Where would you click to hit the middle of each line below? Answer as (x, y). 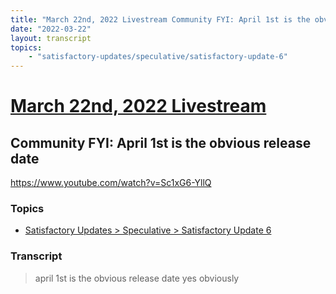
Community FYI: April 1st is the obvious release (161, 142)
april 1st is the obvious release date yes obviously (137, 278)
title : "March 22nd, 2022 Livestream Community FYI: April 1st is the (160, 19)
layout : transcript (51, 38)
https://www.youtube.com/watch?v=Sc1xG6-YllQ (111, 183)
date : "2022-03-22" (51, 29)
